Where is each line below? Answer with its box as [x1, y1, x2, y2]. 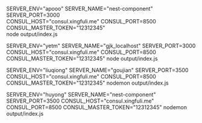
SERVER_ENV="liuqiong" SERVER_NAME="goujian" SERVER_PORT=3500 [6, 67, 189, 74]
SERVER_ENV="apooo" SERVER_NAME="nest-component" [6, 5, 153, 12]
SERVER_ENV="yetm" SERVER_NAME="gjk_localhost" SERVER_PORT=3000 [6, 42, 196, 49]
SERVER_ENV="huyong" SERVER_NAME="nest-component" [6, 91, 156, 98]
